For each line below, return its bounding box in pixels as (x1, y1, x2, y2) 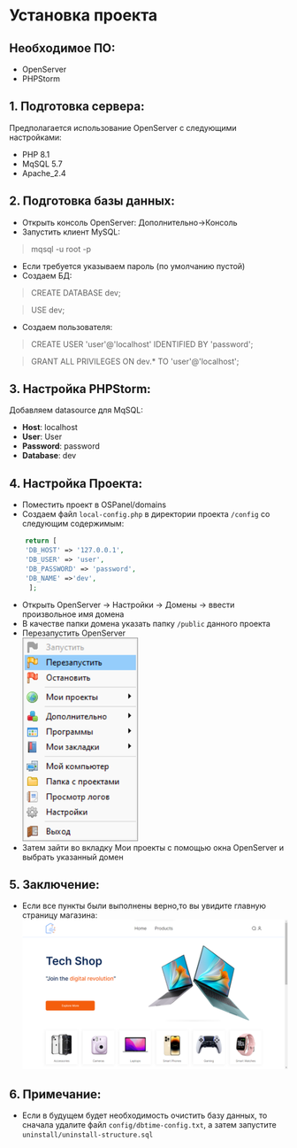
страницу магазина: (21, 910, 98, 921)
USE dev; (30, 304, 65, 315)
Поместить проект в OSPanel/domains (21, 499, 166, 510)
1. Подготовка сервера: (9, 99, 145, 114)
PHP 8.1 (21, 149, 50, 159)
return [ (25, 536, 57, 545)
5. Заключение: (9, 877, 100, 892)
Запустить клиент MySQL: (21, 227, 121, 237)
